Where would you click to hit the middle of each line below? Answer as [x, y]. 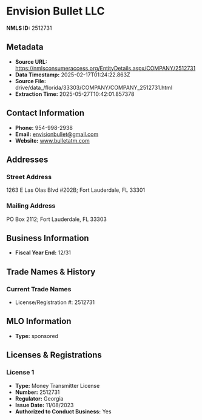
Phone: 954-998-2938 [44, 127]
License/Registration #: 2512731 [55, 302]
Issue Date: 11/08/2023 [44, 405]
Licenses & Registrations [54, 355]
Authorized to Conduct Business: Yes [63, 412]
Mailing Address [31, 206]
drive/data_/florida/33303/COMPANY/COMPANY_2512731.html [94, 87]
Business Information [48, 238]
